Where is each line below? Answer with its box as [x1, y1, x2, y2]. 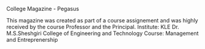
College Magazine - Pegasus [6, 5, 80, 12]
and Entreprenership [6, 36, 58, 43]
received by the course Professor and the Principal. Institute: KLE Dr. [6, 24, 179, 30]
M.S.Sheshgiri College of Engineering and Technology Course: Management [6, 30, 199, 37]
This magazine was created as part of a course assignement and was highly [6, 17, 198, 24]
